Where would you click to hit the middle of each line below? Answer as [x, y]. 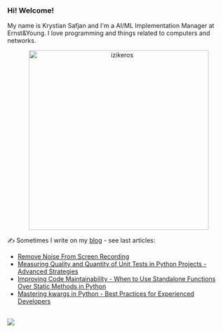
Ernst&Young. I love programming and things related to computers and [109, 33]
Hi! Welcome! [31, 11]
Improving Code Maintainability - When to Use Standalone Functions [116, 279]
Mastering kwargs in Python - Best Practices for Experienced [106, 294]
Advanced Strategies [48, 271]
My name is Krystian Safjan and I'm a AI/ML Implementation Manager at [111, 26]
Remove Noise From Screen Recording [73, 257]
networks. [22, 41]
